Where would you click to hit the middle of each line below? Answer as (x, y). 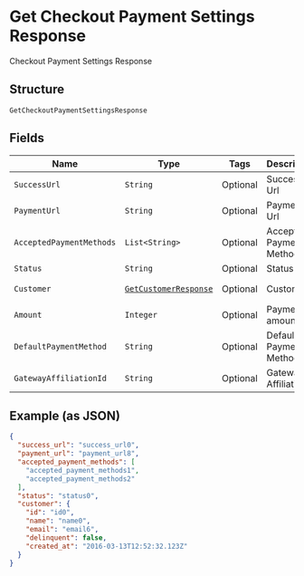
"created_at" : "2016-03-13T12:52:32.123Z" (107, 546)
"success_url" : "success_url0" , (79, 446)
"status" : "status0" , (58, 495)
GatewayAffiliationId (60, 378)
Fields (27, 138)
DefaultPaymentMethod (60, 346)
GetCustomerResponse (169, 288)
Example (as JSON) (65, 415)
